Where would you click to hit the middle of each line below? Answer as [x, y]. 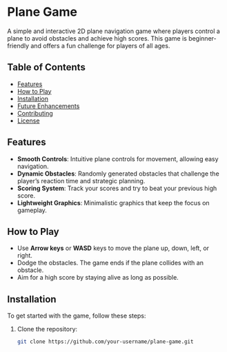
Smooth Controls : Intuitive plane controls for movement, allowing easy [118, 158]
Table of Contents [47, 67]
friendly [18, 45]
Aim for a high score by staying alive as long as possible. [98, 278]
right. [25, 256]
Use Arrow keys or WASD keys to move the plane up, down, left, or [113, 248]
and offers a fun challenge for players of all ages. [100, 45]
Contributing [35, 113]
